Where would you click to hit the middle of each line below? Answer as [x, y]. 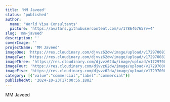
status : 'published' [27, 15]
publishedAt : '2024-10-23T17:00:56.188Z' [50, 80]
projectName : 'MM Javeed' [32, 47]
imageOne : [16, 52]
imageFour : [17, 66]
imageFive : [17, 71]
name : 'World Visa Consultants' [44, 24]
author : [13, 19]
